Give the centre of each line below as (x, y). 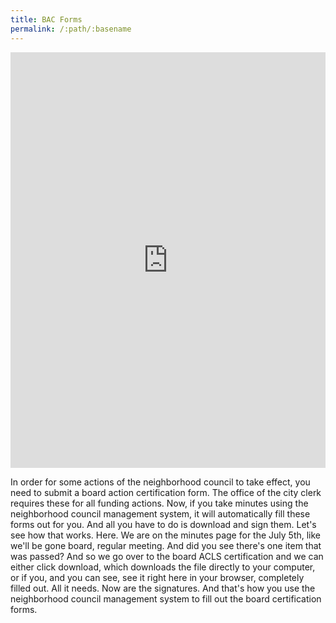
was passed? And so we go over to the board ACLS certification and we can (167, 556)
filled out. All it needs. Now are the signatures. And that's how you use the (163, 588)
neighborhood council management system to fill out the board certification (166, 598)
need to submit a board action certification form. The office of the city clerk (166, 492)
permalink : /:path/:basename (71, 29)
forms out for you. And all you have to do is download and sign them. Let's (163, 524)
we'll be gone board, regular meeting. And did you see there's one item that (166, 545)
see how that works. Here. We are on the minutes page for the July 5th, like (166, 535)
